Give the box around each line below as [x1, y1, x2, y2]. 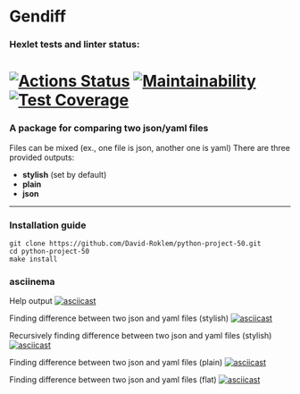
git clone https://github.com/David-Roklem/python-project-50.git [9, 239, 262, 247]
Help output [9, 296, 54, 306]
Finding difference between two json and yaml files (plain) [9, 357, 223, 368]
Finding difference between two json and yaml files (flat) [9, 374, 217, 385]
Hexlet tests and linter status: [9, 38, 140, 51]
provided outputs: [9, 152, 75, 163]
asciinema [9, 275, 55, 288]
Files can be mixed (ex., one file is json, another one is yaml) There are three [9, 142, 290, 153]
